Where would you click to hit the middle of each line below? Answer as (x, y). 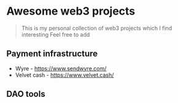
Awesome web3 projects (71, 11)
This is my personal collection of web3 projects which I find (97, 28)
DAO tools (26, 94)
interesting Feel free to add (56, 34)
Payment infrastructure (52, 54)
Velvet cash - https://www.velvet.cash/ (64, 75)
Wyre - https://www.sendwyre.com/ (61, 68)
